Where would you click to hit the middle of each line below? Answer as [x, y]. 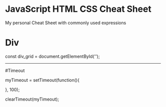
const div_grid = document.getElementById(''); [53, 56]
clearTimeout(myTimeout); [32, 99]
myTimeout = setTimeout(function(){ [42, 80]
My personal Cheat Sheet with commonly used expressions [66, 23]
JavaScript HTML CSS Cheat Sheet [78, 9]
